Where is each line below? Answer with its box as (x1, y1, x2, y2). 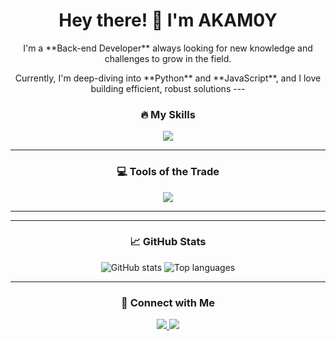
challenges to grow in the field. (104, 52, 232, 64)
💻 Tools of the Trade (116, 165, 220, 179)
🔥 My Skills (140, 107, 196, 121)
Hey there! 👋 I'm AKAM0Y (58, 9, 278, 32)
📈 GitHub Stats (129, 235, 207, 249)
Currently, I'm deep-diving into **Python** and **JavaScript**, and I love (14, 72, 322, 84)
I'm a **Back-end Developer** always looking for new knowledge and (23, 42, 313, 54)
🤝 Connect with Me (121, 295, 215, 309)
